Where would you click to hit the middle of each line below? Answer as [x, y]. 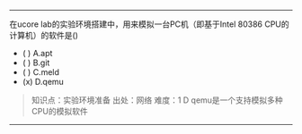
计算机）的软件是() [44, 35]
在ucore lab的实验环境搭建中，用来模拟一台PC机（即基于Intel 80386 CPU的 [149, 24]
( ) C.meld [41, 72]
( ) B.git [36, 63]
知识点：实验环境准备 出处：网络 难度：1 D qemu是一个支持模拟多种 [157, 100]
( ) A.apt [37, 53]
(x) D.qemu [43, 82]
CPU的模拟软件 [59, 111]
